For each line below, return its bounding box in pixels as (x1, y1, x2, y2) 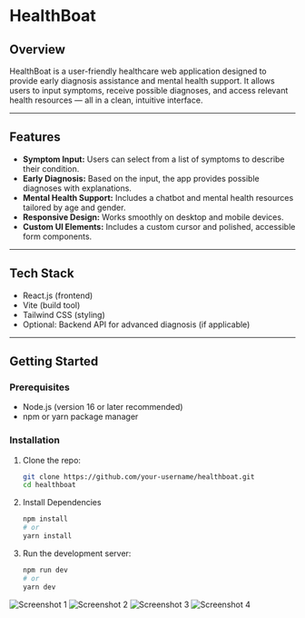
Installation (9, 434, 61, 446)
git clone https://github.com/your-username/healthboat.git (22, 472, 255, 482)
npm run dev (22, 565, 68, 574)
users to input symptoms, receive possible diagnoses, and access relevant (9, 85, 289, 95)
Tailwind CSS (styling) (22, 309, 106, 320)
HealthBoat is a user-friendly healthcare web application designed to (9, 65, 267, 76)
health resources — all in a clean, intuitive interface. (9, 95, 203, 105)
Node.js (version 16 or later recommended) (22, 402, 183, 413)
